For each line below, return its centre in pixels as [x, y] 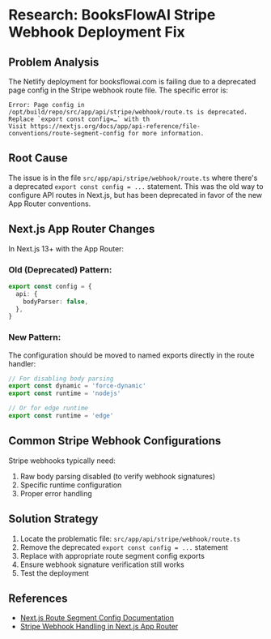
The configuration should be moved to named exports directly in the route [131, 355]
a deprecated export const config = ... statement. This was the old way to [136, 186]
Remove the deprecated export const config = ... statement [124, 547]
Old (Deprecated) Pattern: [60, 269]
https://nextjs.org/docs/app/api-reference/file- [115, 127]
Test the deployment [54, 573]
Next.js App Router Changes [82, 229]
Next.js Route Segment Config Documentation [97, 618]
